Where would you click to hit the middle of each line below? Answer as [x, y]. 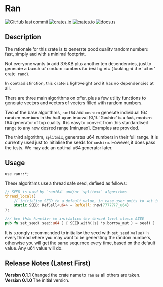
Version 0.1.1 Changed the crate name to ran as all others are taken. [73, 275]
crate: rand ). [17, 74]
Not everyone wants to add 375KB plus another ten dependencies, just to [78, 63]
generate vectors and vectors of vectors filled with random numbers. [74, 103]
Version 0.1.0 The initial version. [37, 280]
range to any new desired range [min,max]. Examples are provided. [72, 128]
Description [23, 37]
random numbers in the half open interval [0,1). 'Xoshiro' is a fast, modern [78, 118]
